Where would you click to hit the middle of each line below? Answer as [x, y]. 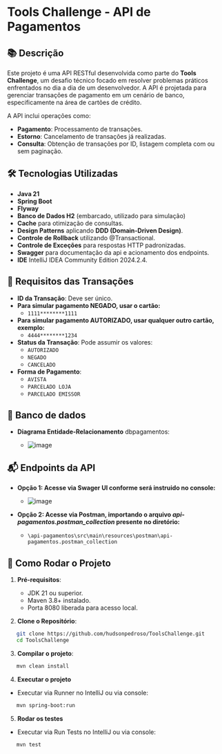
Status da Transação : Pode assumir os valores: [85, 342]
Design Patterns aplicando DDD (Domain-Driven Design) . [100, 230]
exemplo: [31, 327]
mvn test [29, 744]
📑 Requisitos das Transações [71, 281]
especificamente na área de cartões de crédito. [74, 102]
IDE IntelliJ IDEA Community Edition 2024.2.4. [82, 260]
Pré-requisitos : [39, 580]
